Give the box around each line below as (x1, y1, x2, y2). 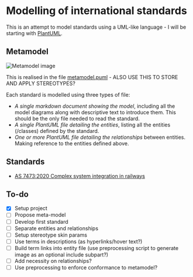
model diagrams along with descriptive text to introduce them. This (14, 108, 177, 115)
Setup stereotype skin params (14, 231, 88, 238)
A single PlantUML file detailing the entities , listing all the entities (14, 121, 171, 128)
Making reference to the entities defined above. (14, 139, 130, 147)
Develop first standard (14, 218, 68, 225)
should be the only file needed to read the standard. (14, 115, 140, 122)
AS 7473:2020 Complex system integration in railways (14, 172, 145, 179)
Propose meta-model (14, 211, 66, 218)
